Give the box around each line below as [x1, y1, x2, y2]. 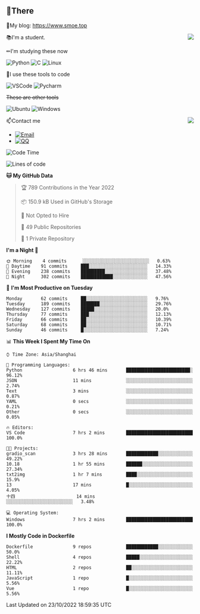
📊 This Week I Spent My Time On [6, 337, 90, 345]
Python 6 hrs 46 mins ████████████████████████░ [6, 367, 193, 373]
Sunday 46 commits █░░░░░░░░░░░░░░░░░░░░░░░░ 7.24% [6, 327, 169, 333]
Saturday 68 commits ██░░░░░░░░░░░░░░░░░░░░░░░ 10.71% [6, 321, 171, 328]
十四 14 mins [6, 493, 95, 500]
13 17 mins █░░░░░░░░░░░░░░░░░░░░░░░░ [6, 482, 193, 488]
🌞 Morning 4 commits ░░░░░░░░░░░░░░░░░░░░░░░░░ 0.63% [6, 258, 171, 264]
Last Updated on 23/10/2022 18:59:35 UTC [6, 601, 112, 608]
